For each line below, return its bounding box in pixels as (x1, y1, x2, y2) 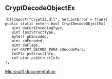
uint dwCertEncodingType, (11, 26, 64, 30)
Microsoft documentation (5, 68, 56, 74)
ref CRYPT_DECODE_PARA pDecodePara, (11, 47, 86, 52)
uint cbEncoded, (11, 38, 45, 43)
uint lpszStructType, (11, 29, 56, 35)
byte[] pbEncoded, (11, 34, 49, 39)
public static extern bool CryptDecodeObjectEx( (5, 21, 106, 26)
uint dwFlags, (11, 43, 40, 48)
